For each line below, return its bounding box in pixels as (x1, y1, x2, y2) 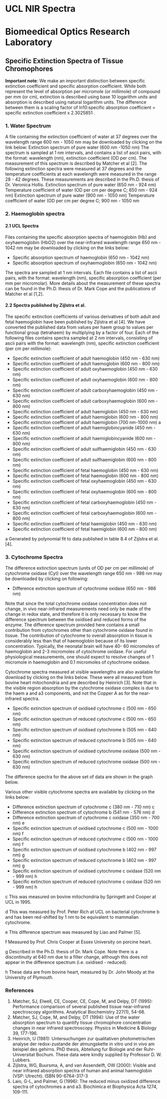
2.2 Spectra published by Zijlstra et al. (5, 302, 86, 308)
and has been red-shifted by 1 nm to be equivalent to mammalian (5, 914, 139, 920)
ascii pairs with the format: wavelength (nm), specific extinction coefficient (5, 340, 159, 346)
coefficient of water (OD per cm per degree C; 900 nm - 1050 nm (5, 198, 139, 204)
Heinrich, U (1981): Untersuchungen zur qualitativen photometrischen (12, 1036, 155, 1042)
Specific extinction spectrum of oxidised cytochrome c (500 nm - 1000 (12, 825, 158, 831)
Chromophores (5, 64, 53, 73)
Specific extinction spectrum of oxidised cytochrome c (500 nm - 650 (12, 705, 156, 711)
